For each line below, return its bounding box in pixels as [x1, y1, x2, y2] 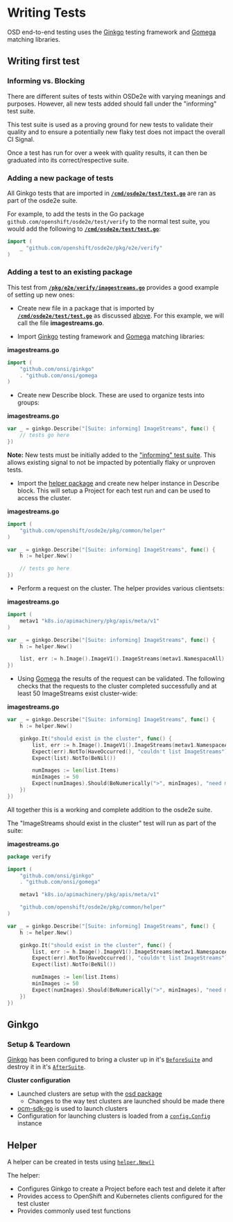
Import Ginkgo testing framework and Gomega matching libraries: [17, 332, 205, 340]
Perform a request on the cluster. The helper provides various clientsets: [17, 584, 225, 593]
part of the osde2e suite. [7, 196, 78, 204]
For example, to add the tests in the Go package [7, 210, 144, 218]
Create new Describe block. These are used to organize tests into [17, 391, 205, 399]
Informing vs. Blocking [7, 76, 85, 86]
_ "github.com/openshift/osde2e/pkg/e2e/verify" [19, 245, 163, 251]
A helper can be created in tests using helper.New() [7, 1158, 155, 1166]
